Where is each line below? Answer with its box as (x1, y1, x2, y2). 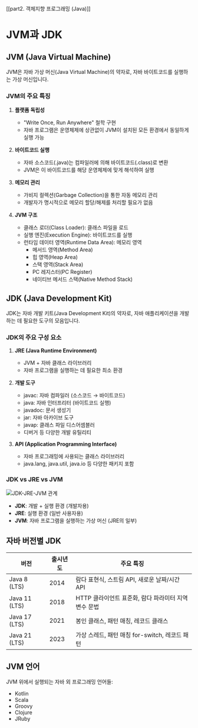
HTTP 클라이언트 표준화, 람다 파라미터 (75, 594, 176, 602)
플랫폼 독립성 (14, 106, 45, 114)
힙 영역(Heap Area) (32, 254, 78, 261)
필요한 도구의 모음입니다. (23, 317, 81, 324)
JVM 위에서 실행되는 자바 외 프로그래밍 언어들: (6, 678, 113, 685)
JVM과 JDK (6, 28, 63, 41)
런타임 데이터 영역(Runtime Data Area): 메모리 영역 (23, 239, 143, 246)
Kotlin (14, 690, 29, 697)
